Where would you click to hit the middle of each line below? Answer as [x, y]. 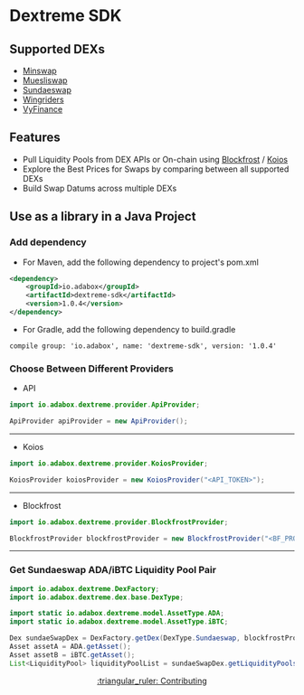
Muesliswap [45, 80]
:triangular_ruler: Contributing [152, 681]
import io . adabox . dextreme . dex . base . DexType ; [96, 597]
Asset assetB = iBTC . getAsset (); [72, 655]
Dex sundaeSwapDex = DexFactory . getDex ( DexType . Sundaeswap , [125, 638]
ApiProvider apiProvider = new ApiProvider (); [99, 421]
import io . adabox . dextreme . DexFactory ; [85, 588]
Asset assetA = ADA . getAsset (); [70, 647]
